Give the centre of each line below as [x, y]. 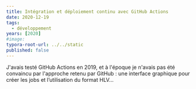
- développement [31, 28]
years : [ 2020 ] [24, 34]
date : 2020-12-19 [28, 17]
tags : [13, 23]
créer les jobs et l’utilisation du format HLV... [60, 80]
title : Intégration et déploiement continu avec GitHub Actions [87, 12]
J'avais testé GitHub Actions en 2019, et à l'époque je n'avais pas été [91, 67]
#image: [16, 39]
